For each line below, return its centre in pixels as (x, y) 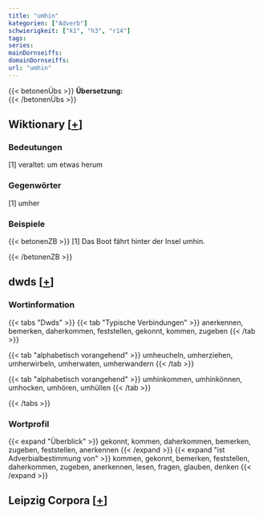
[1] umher (24, 203)
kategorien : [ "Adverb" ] (48, 23)
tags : (17, 38)
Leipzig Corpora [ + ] (58, 501)
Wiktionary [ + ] (45, 125)
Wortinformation (41, 305)
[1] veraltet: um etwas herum (55, 164)
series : (21, 46)
